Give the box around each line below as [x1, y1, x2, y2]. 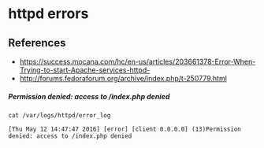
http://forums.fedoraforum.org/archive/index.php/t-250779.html [19, 74, 227, 83]
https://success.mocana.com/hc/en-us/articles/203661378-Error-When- [19, 57, 256, 66]
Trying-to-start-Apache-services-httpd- [19, 65, 151, 75]
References [8, 36, 66, 50]
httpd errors [8, 5, 89, 23]
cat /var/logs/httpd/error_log [8, 111, 111, 119]
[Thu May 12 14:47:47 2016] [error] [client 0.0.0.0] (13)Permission [8, 125, 242, 133]
